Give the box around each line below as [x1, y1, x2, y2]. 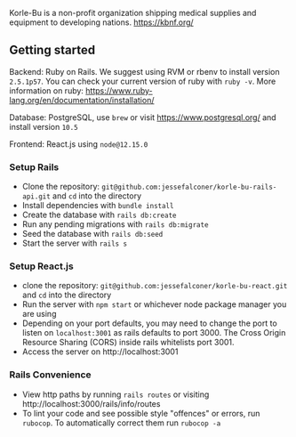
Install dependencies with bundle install [21, 200, 174, 211]
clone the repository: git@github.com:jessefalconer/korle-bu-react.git [21, 280, 288, 291]
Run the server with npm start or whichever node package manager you [21, 299, 287, 310]
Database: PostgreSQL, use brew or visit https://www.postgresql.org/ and [9, 111, 277, 123]
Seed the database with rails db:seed [21, 229, 164, 239]
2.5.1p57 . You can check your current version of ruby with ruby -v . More [9, 76, 276, 86]
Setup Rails [9, 160, 60, 173]
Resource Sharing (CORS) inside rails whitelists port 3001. [21, 337, 235, 348]
